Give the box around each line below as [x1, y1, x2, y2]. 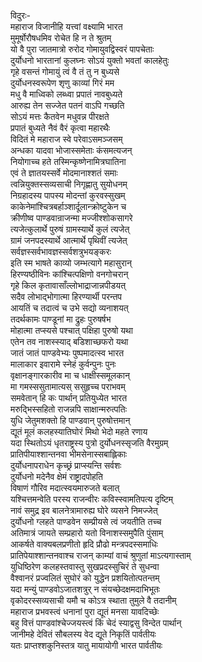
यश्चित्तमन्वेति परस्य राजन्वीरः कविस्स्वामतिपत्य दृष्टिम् [10, 493, 174, 505]
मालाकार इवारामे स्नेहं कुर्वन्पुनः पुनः [10, 358, 117, 370]
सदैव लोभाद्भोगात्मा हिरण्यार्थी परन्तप [10, 291, 123, 302]
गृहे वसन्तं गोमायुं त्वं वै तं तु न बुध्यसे [10, 66, 120, 77]
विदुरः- [10, 10, 31, 21]
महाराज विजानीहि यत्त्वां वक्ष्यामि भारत [10, 21, 123, 32]
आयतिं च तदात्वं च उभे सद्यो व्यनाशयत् [10, 302, 129, 314]
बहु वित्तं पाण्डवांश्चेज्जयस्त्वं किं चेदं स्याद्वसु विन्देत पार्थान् [10, 617, 182, 629]
